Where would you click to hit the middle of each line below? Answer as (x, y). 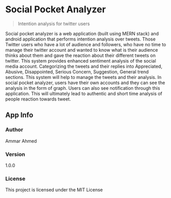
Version (15, 154)
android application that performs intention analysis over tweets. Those (81, 39)
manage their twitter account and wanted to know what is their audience (82, 50)
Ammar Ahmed (21, 141)
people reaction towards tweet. (38, 99)
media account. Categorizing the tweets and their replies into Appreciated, (84, 66)
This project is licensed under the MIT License (54, 190)
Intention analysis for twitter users (54, 24)
